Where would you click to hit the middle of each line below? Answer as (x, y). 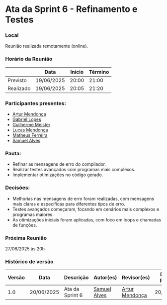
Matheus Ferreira (30, 135)
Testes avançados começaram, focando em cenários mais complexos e (86, 209)
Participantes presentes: (36, 103)
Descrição (76, 278)
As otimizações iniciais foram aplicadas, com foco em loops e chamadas (87, 219)
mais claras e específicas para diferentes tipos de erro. (69, 204)
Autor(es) (105, 278)
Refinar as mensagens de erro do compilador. (59, 164)
